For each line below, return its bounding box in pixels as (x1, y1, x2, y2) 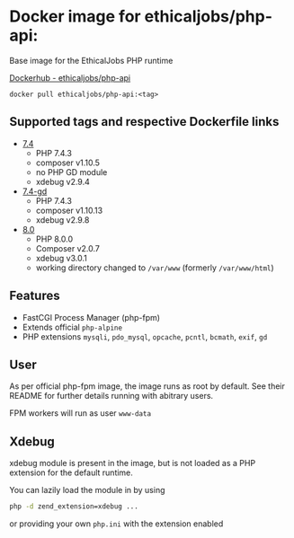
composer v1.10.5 (35, 157, 101, 168)
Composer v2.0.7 (35, 243, 101, 253)
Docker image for (9, 6, 141, 27)
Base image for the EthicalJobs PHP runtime (9, 55, 174, 66)
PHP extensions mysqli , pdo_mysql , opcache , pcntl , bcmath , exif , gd (22, 331, 268, 342)
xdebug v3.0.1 (35, 252, 87, 263)
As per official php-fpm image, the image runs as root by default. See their (9, 381, 286, 392)
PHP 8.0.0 (35, 234, 74, 244)
